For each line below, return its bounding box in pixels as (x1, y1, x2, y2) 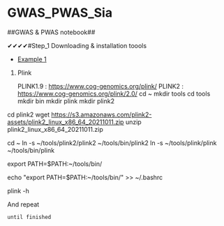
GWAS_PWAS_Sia (7, 5, 113, 21)
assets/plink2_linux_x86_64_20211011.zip (7, 117, 124, 126)
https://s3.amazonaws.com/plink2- (51, 110, 152, 119)
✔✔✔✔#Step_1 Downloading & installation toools (7, 41, 147, 50)
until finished (7, 213, 52, 220)
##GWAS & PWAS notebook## (7, 28, 96, 36)
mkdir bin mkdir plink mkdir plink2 (17, 96, 115, 105)
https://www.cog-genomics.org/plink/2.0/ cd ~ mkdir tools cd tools (17, 89, 211, 98)
